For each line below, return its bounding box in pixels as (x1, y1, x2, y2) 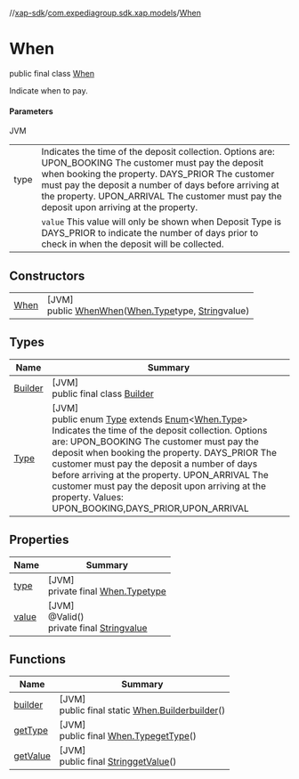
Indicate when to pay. (9, 85, 89, 96)
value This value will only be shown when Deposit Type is (41, 215, 282, 228)
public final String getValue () (59, 756, 177, 768)
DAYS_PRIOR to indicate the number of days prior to (41, 227, 259, 239)
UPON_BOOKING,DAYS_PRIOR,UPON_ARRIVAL (52, 502, 249, 515)
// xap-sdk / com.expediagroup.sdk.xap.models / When (9, 8, 202, 18)
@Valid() (47, 610, 85, 622)
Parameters (9, 106, 53, 117)
